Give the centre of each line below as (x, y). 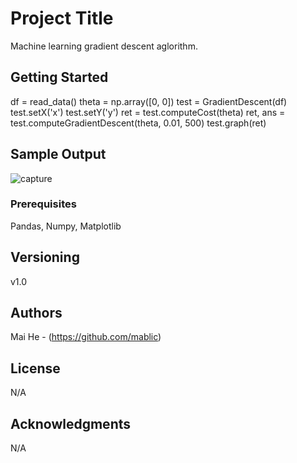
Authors (36, 313)
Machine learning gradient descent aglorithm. (104, 46)
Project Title (62, 18)
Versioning (45, 257)
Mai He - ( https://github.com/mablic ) (86, 337)
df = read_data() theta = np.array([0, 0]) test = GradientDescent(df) (149, 101)
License (35, 368)
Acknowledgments (71, 423)
